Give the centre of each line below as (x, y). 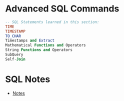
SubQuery (14, 55)
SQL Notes (28, 79)
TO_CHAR (13, 36)
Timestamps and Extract (30, 40)
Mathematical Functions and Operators (45, 45)
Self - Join (15, 59)
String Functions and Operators (39, 50)
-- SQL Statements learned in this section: (52, 22)
